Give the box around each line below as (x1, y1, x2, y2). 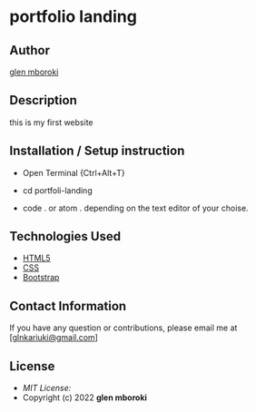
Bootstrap (22, 272, 60, 283)
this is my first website (9, 116, 94, 128)
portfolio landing (9, 6, 138, 27)
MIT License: (22, 383, 72, 394)
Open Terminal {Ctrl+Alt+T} (22, 167, 125, 178)
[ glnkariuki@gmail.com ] (9, 332, 98, 343)
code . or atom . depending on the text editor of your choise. (22, 202, 249, 213)
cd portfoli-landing (22, 184, 93, 196)
